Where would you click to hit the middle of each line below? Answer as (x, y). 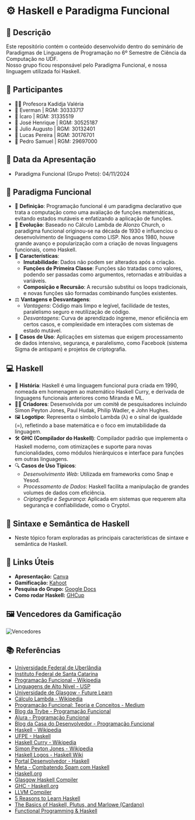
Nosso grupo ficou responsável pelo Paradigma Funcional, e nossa (87, 65)
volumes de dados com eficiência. (65, 493)
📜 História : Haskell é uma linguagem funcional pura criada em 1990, (96, 385)
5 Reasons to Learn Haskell (47, 798)
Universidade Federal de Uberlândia (58, 667)
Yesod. (32, 480)
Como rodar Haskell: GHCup (49, 595)
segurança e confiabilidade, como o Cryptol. (77, 505)
